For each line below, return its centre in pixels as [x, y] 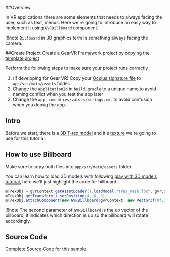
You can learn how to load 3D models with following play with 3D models [81, 176]
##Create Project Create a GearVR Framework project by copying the [78, 53]
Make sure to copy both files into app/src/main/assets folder [68, 166]
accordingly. [18, 221]
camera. [14, 43]
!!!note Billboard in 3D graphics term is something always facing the [77, 38]
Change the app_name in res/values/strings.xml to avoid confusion [82, 99]
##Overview [18, 7]
